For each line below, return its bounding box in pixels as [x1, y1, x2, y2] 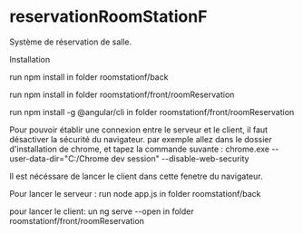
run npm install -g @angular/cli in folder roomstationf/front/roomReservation [9, 106, 295, 117]
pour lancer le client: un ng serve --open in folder [9, 206, 194, 217]
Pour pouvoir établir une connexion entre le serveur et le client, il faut [9, 124, 269, 135]
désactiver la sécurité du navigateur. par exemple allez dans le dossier [9, 133, 272, 144]
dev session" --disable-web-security [110, 152, 249, 164]
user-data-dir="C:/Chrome [9, 152, 110, 164]
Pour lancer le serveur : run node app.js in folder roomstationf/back [9, 188, 261, 199]
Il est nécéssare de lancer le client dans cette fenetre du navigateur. [9, 171, 263, 181]
